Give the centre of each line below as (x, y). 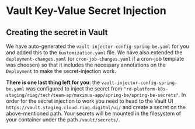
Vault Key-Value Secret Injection (86, 11)
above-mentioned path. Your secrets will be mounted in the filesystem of (94, 113)
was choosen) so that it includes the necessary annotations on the (86, 65)
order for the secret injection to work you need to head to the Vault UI (90, 101)
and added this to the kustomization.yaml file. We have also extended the (94, 53)
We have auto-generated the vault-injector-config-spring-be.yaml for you (97, 46)
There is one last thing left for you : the (53, 82)
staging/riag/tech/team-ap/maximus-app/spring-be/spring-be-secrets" (93, 95)
